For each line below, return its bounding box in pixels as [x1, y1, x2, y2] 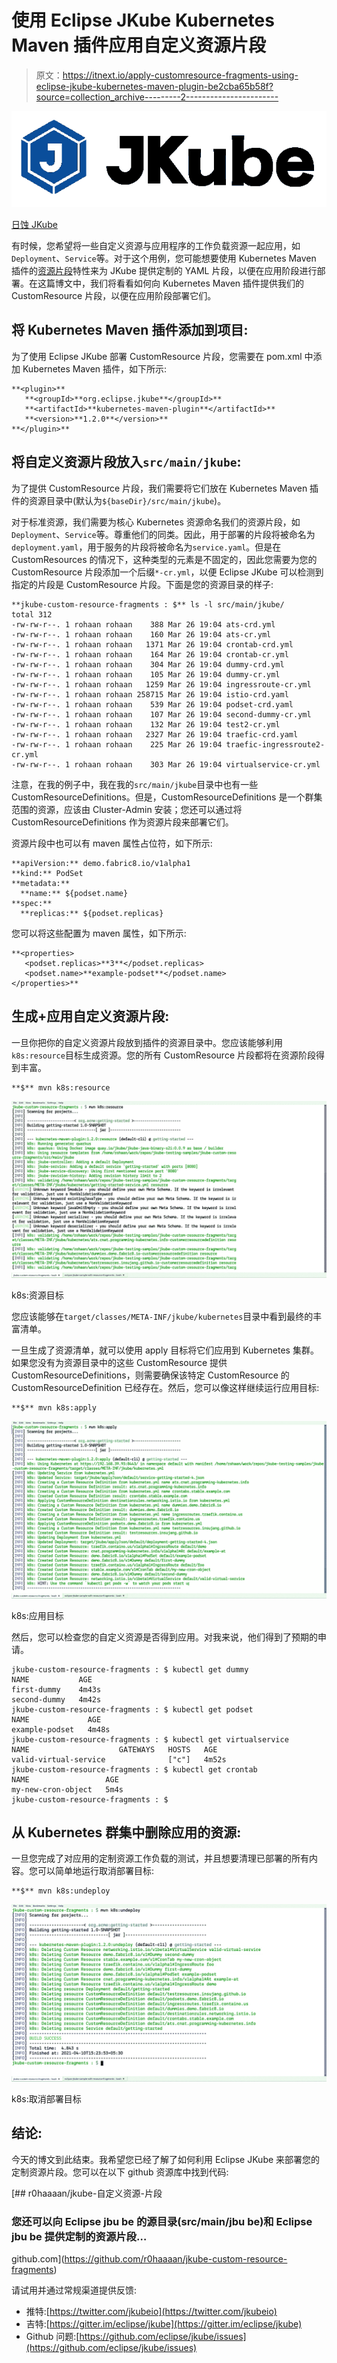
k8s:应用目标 [11, 1609, 64, 1621]
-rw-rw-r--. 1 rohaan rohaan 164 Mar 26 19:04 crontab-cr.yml [11, 649, 289, 660]
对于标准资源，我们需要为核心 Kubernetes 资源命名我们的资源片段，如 [11, 516, 301, 528]
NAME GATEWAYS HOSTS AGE [11, 1744, 218, 1755]
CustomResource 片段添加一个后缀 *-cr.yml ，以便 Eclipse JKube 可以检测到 [11, 566, 324, 578]
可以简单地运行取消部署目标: [37, 1865, 155, 1877]
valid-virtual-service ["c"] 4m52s [11, 1754, 227, 1765]
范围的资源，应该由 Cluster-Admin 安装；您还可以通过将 [11, 803, 243, 815]
